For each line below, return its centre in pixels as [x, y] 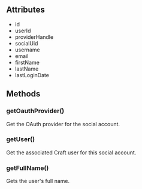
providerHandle [34, 37]
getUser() [20, 139]
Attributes [25, 10]
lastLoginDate [32, 75]
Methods [23, 94]
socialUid [26, 43]
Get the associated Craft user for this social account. [71, 153]
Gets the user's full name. [38, 181]
